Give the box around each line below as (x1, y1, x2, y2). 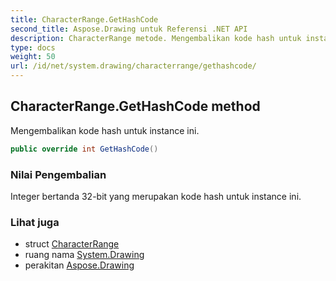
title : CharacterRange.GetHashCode (10, 14, 159, 25)
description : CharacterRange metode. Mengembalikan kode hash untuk (10, 33, 302, 43)
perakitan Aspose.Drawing (24, 259, 135, 271)
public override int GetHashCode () (10, 144, 159, 154)
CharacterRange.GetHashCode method (10, 98, 261, 115)
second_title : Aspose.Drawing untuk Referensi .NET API (10, 24, 248, 34)
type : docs (10, 42, 56, 53)
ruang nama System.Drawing (24, 249, 145, 261)
